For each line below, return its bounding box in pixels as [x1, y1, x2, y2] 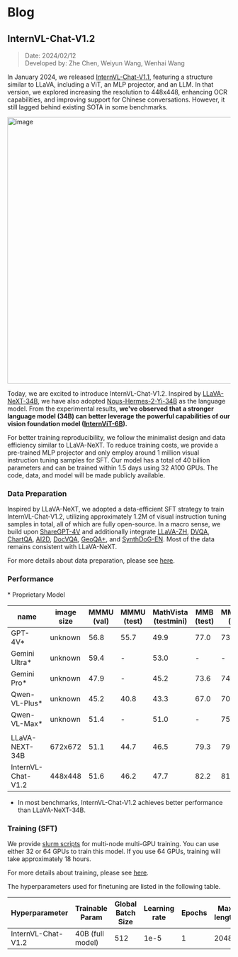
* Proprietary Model [7, 590, 65, 599]
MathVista [152, 607, 188, 617]
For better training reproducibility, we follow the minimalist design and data [7, 433, 226, 441]
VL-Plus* [11, 698, 43, 708]
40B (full [75, 929, 104, 939]
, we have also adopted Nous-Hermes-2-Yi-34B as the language [38, 397, 226, 405]
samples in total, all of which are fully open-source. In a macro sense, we [7, 520, 221, 529]
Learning [143, 903, 175, 913]
